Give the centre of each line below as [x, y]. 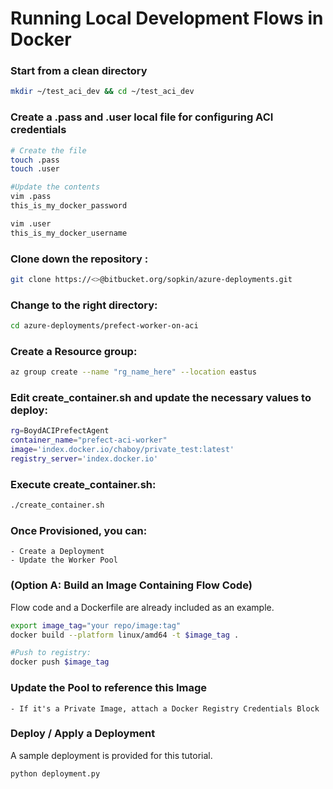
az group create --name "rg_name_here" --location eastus [133, 372]
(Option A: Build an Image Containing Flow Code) [131, 585]
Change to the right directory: [84, 305]
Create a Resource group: [74, 351]
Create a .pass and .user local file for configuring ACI [142, 117]
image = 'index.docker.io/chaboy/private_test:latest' [122, 450]
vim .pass [31, 197]
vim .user [31, 223]
